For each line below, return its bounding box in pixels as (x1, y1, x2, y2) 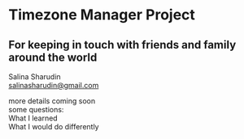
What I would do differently (8, 122, 99, 131)
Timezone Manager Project (8, 6, 195, 24)
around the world (8, 50, 98, 64)
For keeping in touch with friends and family (8, 38, 237, 52)
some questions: (8, 105, 64, 114)
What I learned (8, 113, 59, 123)
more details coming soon (8, 96, 96, 106)
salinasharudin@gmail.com (8, 81, 99, 90)
